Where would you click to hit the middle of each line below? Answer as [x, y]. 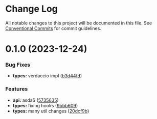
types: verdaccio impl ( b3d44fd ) [47, 76]
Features [17, 89]
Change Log [31, 9]
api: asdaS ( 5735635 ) [36, 100]
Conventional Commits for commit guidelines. [53, 28]
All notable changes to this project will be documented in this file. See [79, 23]
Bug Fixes [18, 65]
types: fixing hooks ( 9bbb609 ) [45, 105]
